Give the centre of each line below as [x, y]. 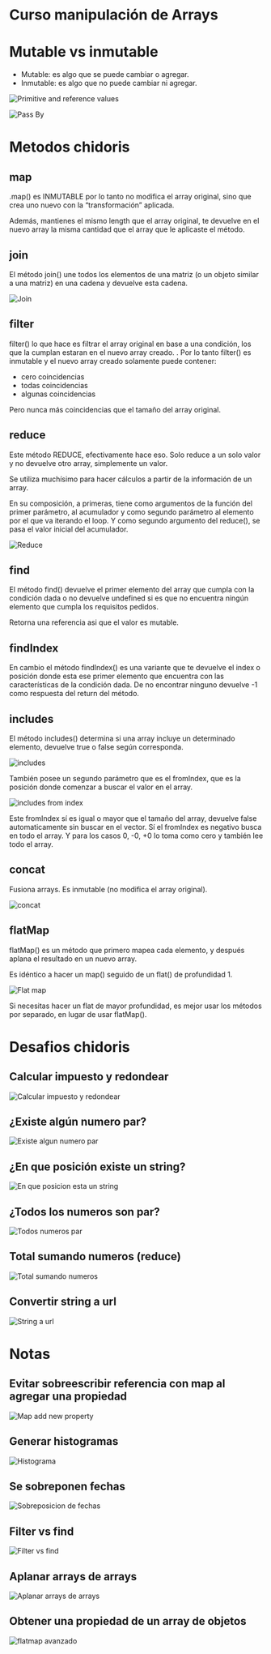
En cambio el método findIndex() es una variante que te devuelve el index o [135, 668]
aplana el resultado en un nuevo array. [73, 959]
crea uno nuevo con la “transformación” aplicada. [92, 205]
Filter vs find [42, 1531]
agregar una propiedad [68, 1397]
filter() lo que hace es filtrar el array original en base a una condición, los [130, 344]
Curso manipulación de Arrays [114, 15]
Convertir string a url [63, 1302]
